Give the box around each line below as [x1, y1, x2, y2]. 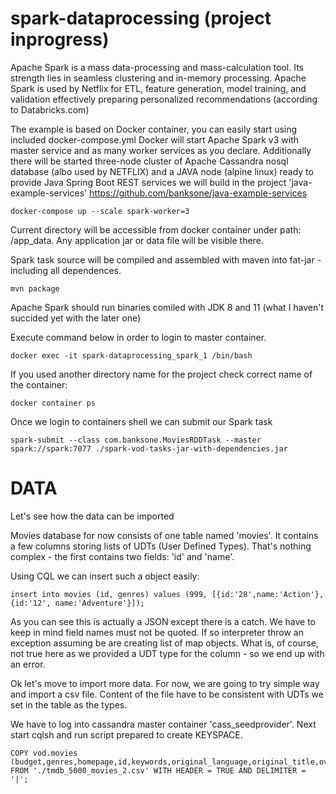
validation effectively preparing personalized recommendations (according [10, 93, 318, 105]
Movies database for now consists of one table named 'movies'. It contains [10, 529, 319, 541]
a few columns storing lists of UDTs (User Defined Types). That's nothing [10, 540, 312, 552]
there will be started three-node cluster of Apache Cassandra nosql [10, 155, 289, 167]
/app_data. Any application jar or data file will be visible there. [10, 234, 264, 246]
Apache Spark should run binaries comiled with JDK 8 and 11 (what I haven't [10, 301, 325, 313]
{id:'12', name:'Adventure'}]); [10, 598, 145, 608]
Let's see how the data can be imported [10, 510, 175, 522]
